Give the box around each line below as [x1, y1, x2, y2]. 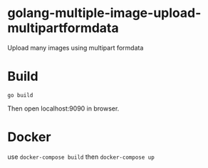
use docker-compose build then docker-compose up [7, 152, 155, 161]
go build [7, 91, 33, 99]
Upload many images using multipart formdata [7, 43, 144, 52]
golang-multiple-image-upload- [7, 5, 202, 21]
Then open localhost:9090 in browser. [7, 104, 120, 113]
